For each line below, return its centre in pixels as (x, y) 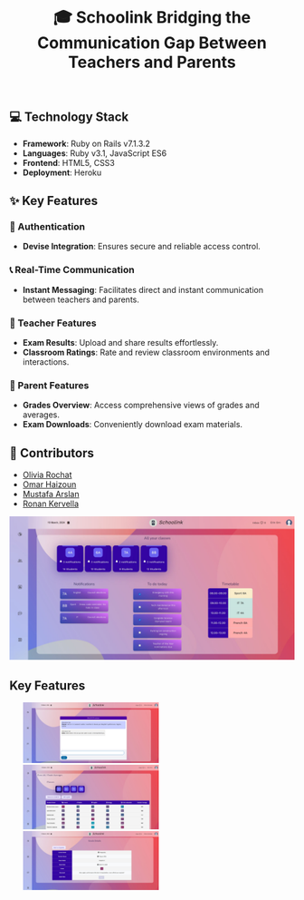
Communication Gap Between (152, 43)
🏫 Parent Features (49, 385)
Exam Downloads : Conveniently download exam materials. (132, 425)
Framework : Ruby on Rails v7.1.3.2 (86, 143)
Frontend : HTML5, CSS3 (68, 162)
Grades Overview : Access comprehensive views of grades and (141, 406)
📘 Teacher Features (53, 323)
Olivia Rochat (47, 475)
